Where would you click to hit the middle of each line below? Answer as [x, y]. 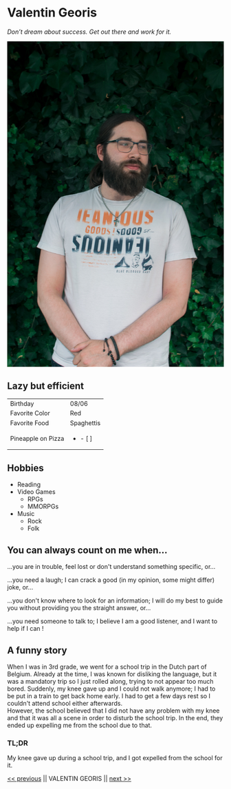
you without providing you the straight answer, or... [79, 608]
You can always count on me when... [87, 550]
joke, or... [20, 587]
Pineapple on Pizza [37, 438]
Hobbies [26, 468]
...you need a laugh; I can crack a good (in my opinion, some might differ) [111, 580]
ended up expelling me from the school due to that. [80, 725]
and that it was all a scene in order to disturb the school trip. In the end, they [115, 717]
